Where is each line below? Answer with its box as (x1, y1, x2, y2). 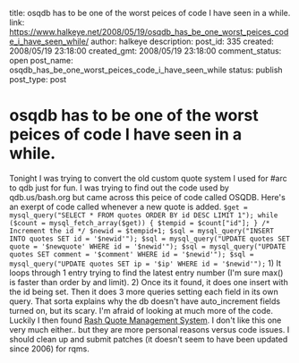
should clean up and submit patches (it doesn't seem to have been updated (9, 333, 288, 344)
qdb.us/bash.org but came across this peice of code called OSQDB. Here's (9, 191, 286, 202)
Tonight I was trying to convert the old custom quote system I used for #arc (9, 173, 288, 183)
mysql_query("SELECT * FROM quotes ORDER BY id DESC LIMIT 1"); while (9, 210, 278, 220)
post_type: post (9, 74, 67, 84)
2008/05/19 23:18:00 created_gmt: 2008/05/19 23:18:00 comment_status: (9, 46, 282, 56)
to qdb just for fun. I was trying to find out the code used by (9, 182, 230, 193)
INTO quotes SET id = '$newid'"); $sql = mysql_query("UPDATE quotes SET (9, 234, 291, 243)
